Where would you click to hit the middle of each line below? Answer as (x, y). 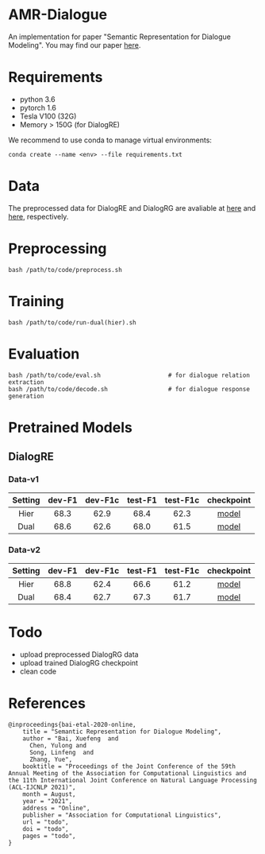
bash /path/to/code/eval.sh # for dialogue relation (129, 375)
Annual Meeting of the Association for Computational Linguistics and (127, 773)
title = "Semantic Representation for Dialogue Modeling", (122, 732)
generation (26, 396)
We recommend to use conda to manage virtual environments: (110, 140)
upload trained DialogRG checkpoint (79, 662)
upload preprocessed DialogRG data (79, 654)
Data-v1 (24, 479)
